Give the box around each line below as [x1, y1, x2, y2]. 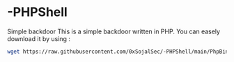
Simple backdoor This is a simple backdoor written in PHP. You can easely [7, 27, 221, 36]
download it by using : [7, 34, 71, 42]
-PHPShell [7, 4, 68, 20]
